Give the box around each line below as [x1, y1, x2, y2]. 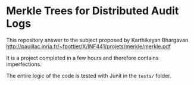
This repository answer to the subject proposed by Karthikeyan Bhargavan [6, 36, 189, 43]
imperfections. [6, 61, 42, 68]
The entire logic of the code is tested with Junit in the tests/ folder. [6, 72, 171, 79]
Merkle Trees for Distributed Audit [6, 4, 179, 18]
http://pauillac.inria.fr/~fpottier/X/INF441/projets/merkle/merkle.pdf [6, 43, 171, 50]
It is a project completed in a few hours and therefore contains [6, 54, 159, 61]
